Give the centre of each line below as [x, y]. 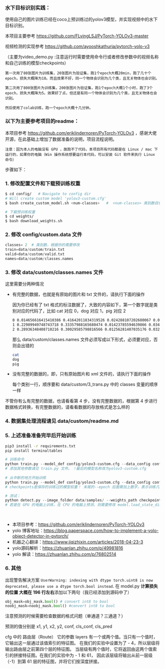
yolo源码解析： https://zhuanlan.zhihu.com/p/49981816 [68, 548]
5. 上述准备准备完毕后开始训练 [41, 436]
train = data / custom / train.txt [35, 250]
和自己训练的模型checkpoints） [37, 63]
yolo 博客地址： [28, 531]
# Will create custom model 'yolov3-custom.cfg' [56, 198]
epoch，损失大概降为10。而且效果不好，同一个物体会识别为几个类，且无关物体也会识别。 [82, 79]
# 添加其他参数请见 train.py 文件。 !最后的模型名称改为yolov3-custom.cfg [76, 469]
